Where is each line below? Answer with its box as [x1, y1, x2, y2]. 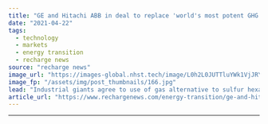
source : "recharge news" [8, 64, 91, 72]
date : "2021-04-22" [8, 19, 73, 27]
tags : [8, 26, 26, 34]
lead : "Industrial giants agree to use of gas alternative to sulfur [8, 85, 245, 94]
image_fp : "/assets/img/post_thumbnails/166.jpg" [8, 78, 177, 86]
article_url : [8, 93, 52, 101]
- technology [15, 33, 59, 42]
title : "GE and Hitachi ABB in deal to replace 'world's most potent [8, 11, 245, 20]
